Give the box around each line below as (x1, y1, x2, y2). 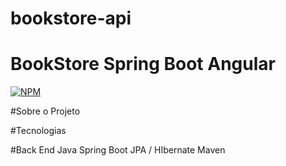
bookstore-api (10, 7, 132, 30)
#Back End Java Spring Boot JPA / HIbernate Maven (10, 144, 226, 156)
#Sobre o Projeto (10, 105, 81, 117)
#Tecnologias (10, 125, 67, 137)
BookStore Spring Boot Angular (10, 53, 276, 76)
